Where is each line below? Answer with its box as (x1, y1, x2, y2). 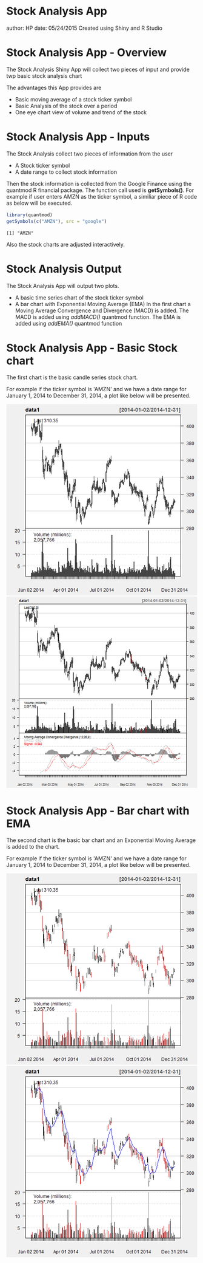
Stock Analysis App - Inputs (6, 130, 150, 144)
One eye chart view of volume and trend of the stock (15, 108, 147, 116)
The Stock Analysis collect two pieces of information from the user (6, 150, 173, 157)
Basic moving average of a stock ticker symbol (15, 95, 132, 103)
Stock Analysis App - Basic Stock (6, 341, 178, 355)
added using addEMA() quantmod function (15, 320, 122, 327)
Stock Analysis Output (6, 262, 122, 276)
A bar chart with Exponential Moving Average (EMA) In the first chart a (15, 300, 191, 307)
